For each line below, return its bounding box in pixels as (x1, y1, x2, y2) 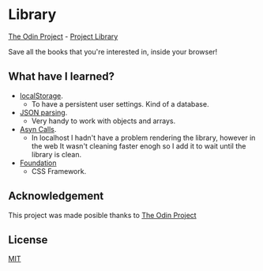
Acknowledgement (8, 190, 104, 203)
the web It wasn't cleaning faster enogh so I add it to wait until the (31, 141, 246, 151)
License (8, 233, 48, 247)
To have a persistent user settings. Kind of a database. (31, 99, 209, 108)
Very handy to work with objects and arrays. (31, 116, 176, 126)
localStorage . (19, 91, 63, 100)
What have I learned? (8, 70, 115, 84)
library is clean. (31, 149, 81, 159)
